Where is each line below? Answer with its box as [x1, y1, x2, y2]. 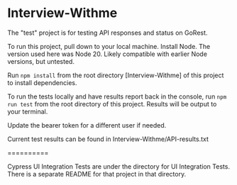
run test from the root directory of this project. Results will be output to [7, 99, 217, 108]
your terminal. [7, 107, 48, 116]
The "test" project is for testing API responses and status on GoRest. [7, 28, 208, 37]
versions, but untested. [7, 57, 75, 65]
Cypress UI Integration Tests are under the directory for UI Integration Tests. [7, 162, 231, 171]
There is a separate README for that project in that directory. [7, 169, 187, 178]
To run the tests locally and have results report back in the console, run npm [7, 92, 227, 101]
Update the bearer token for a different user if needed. [7, 120, 167, 129]
